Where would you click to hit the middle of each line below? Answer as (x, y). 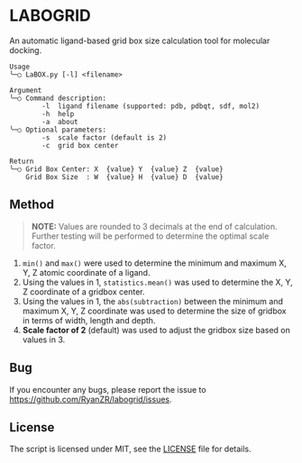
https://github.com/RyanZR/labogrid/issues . (91, 399)
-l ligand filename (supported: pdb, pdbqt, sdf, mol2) (151, 106)
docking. (26, 50)
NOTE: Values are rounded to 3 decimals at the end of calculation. (154, 226)
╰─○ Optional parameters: (58, 130)
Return (22, 161)
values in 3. (44, 340)
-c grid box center (80, 145)
